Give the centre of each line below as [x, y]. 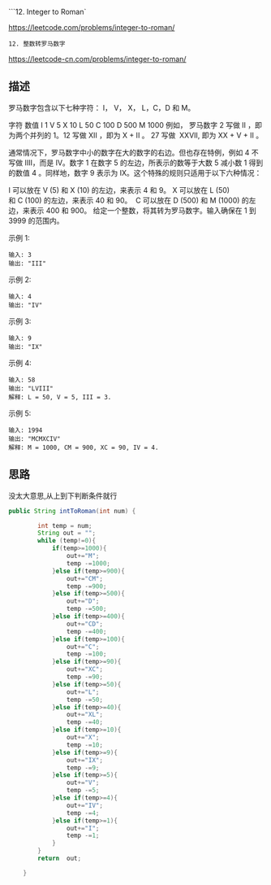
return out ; [60, 858]
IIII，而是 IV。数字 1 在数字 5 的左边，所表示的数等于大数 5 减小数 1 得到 [144, 163]
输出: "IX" [26, 347]
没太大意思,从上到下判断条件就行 [63, 495]
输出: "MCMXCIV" [34, 438]
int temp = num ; [65, 525]
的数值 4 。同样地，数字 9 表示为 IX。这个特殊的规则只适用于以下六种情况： [135, 172]
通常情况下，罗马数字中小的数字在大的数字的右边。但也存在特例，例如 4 [129, 152]
